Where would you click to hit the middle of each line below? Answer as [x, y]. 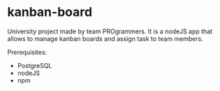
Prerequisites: [27, 52]
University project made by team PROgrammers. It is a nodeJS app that [110, 31]
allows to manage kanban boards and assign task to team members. [105, 38]
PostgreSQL [35, 65]
